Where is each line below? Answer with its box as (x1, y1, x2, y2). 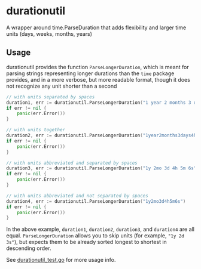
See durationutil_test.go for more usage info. (6, 256, 116, 264)
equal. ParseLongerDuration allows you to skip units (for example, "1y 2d (6, 232, 184, 239)
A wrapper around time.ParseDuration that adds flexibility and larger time (6, 24, 187, 31)
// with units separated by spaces (6, 94, 95, 100)
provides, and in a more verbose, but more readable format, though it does (6, 76, 190, 83)
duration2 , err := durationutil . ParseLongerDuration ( (6, 132, 144, 138)
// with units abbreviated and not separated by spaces (6, 193, 148, 199)
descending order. (6, 245, 51, 252)
